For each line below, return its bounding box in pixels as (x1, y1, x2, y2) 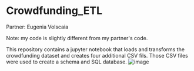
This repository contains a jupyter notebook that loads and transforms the (6, 45, 185, 53)
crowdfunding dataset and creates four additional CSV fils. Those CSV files (6, 52, 188, 59)
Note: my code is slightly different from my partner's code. (6, 34, 148, 41)
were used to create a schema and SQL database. (6, 58, 128, 65)
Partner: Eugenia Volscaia (6, 23, 69, 30)
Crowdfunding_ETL (6, 4, 103, 17)
